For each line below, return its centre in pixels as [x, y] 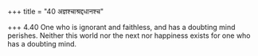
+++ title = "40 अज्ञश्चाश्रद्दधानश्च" [56, 11]
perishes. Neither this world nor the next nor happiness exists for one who [129, 35]
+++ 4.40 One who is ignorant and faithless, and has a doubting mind [121, 27]
